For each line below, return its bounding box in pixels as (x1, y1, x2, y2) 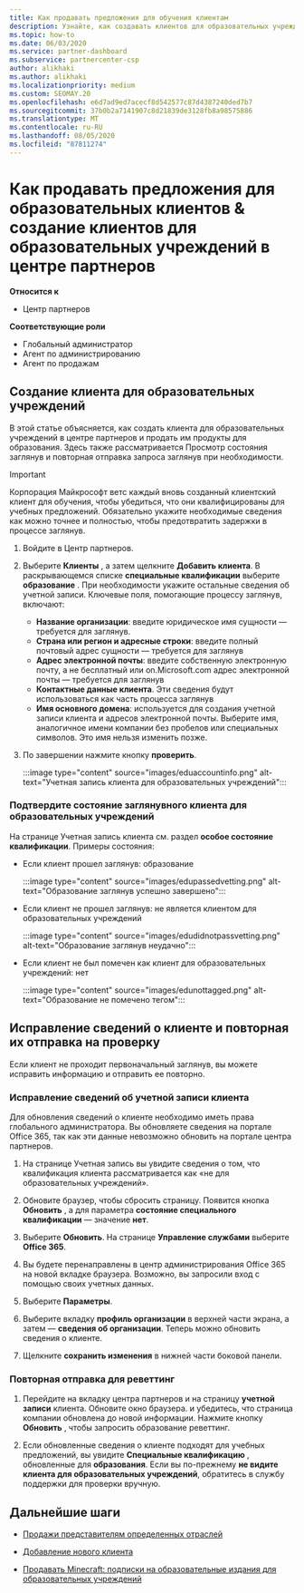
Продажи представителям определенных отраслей (22, 1529, 223, 1540)
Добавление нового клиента (22, 1547, 134, 1558)
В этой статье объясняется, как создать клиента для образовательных (9, 423, 285, 433)
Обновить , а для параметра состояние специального (22, 1204, 237, 1215)
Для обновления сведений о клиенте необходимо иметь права (9, 1112, 255, 1122)
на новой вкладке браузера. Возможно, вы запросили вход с (22, 1268, 261, 1279)
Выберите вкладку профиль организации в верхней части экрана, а (22, 1313, 290, 1324)
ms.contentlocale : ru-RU (9, 123, 103, 132)
